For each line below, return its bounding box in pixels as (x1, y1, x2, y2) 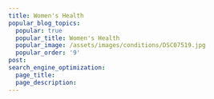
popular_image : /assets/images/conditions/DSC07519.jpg (15, 42, 206, 49)
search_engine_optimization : (8, 64, 106, 72)
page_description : (15, 78, 78, 86)
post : (8, 57, 26, 65)
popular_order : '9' (15, 49, 81, 57)
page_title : (15, 71, 56, 79)
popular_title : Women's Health (15, 34, 120, 42)
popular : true (15, 26, 63, 34)
